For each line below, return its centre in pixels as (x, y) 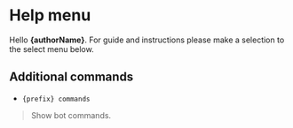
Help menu (50, 15)
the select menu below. (52, 49)
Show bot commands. (71, 115)
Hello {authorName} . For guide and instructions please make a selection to (147, 40)
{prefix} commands (56, 99)
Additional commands (71, 77)
